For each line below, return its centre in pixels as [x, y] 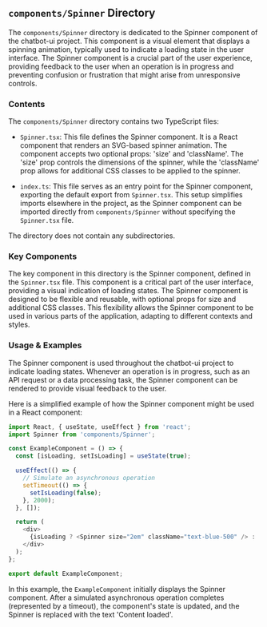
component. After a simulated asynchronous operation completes [116, 597]
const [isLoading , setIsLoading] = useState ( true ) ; [104, 456]
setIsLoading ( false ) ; [66, 493]
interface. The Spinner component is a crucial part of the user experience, [131, 58]
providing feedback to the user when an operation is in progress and [121, 66]
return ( [30, 522]
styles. [19, 325]
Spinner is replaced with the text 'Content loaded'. [91, 614]
